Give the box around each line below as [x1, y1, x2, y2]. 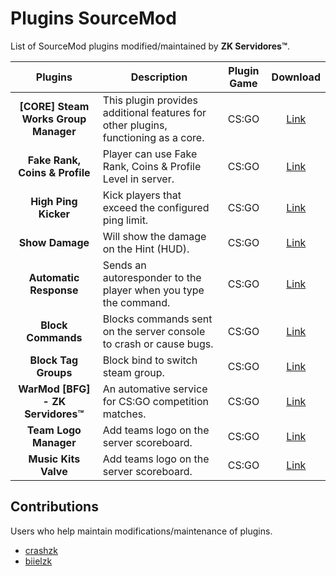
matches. [102, 407, 147, 421]
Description [130, 70, 188, 84]
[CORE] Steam [19, 99, 90, 113]
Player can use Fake [102, 147, 198, 161]
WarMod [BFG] [18, 382, 91, 396]
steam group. [102, 365, 165, 379]
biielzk [24, 555, 53, 567]
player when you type [102, 283, 205, 297]
